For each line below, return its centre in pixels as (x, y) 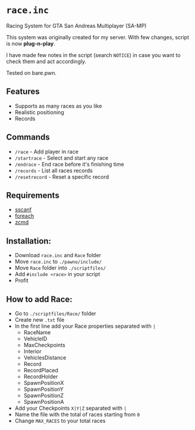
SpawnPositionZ (44, 396)
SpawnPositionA (44, 402)
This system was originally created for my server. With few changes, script (97, 37)
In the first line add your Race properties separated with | (85, 326)
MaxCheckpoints (44, 345)
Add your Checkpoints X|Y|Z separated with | (70, 408)
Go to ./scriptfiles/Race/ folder (55, 313)
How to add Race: (39, 299)
